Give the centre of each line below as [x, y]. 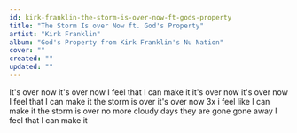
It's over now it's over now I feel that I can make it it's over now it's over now [148, 92]
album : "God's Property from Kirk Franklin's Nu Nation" [117, 42]
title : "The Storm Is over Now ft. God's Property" [106, 26]
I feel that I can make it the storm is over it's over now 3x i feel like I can [140, 101]
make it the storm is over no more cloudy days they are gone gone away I [143, 111]
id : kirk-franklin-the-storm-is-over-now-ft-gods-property [121, 17]
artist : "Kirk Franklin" [55, 34]
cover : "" [27, 51]
